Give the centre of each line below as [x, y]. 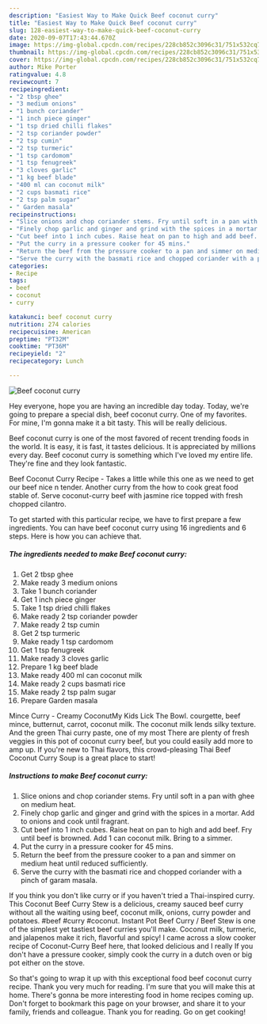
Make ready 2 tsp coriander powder [79, 616]
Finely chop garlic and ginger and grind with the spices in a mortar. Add [137, 813]
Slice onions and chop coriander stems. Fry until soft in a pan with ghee [137, 796]
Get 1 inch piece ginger [58, 600]
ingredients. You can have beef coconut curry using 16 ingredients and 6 [128, 527]
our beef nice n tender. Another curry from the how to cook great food [124, 487]
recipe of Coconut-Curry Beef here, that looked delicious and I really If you [131, 946]
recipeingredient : [39, 89]
